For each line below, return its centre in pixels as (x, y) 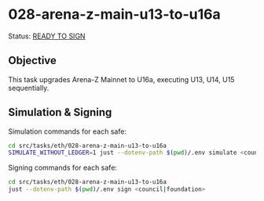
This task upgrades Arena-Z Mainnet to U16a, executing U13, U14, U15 (121, 79)
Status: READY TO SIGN (47, 36)
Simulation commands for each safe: (68, 131)
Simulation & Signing (60, 112)
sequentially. (29, 88)
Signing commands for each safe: (63, 168)
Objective (33, 61)
